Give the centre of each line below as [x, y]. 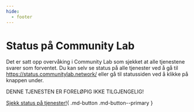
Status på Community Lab [70, 46]
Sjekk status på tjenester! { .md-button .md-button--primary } [79, 103]
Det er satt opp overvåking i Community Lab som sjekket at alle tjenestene [96, 62]
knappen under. [25, 80]
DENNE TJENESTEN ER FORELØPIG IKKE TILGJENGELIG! [75, 92]
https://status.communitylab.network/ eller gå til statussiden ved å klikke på [97, 74]
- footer [22, 17]
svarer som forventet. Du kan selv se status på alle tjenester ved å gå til [92, 68]
